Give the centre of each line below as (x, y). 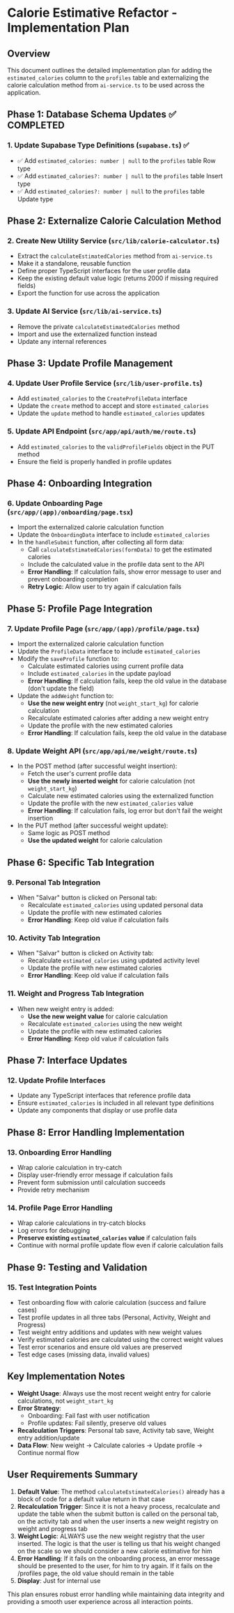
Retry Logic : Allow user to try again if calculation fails (104, 587)
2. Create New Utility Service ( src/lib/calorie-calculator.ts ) (114, 241)
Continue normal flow (48, 1452)
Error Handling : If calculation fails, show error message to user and (124, 572)
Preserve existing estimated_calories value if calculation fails (107, 1238)
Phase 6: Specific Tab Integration (81, 862)
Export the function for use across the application (88, 293)
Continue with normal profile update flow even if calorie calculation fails (120, 1245)
